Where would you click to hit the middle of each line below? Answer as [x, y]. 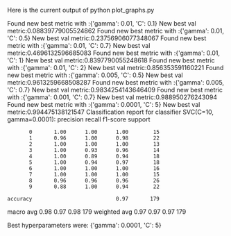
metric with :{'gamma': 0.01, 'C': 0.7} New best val [79, 45]
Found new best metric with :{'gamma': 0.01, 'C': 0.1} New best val [102, 23]
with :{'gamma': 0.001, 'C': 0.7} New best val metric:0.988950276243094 [112, 97]
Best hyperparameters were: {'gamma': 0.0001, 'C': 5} [84, 225]
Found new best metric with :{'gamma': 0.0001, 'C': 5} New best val [104, 104]
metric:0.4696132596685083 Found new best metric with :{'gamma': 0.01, [114, 53]
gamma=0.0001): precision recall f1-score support [79, 119]
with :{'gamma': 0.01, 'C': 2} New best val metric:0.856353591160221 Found [115, 68]
